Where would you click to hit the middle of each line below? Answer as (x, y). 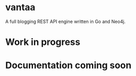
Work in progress (43, 42)
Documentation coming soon (69, 66)
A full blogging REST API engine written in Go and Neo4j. (65, 21)
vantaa (21, 7)
